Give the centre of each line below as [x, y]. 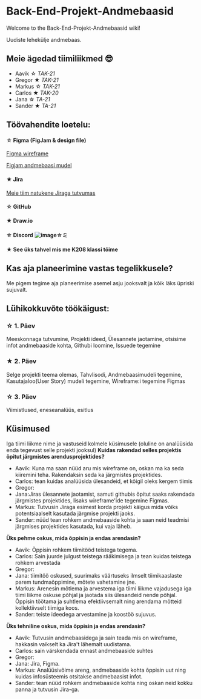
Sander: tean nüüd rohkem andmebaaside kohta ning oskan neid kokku [104, 683]
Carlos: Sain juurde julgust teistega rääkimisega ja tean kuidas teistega [103, 556]
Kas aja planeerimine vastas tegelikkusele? [90, 268]
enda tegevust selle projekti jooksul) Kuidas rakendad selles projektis [94, 450]
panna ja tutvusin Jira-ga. [47, 689]
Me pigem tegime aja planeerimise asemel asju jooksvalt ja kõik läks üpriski [100, 283]
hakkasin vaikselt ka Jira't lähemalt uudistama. [73, 644]
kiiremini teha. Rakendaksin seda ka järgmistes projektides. [88, 474]
